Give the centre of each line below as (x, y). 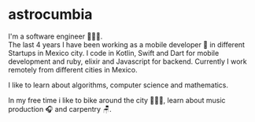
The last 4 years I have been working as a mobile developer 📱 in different (127, 44)
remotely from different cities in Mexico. (73, 69)
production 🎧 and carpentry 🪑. (60, 109)
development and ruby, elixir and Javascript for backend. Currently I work (128, 61)
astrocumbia (50, 15)
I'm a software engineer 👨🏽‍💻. (55, 36)
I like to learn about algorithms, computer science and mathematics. (118, 85)
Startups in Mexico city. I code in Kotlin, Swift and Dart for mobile (114, 53)
